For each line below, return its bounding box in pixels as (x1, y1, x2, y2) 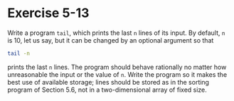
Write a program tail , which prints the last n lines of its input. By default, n (7, 28, 225, 37)
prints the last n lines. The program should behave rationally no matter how (7, 63, 227, 71)
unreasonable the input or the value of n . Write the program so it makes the (7, 70, 228, 79)
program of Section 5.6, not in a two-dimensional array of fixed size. (7, 85, 208, 94)
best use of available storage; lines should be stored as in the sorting (7, 78, 210, 86)
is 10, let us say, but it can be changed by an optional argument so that (7, 36, 214, 44)
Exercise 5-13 (7, 5, 90, 21)
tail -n (7, 50, 31, 57)
